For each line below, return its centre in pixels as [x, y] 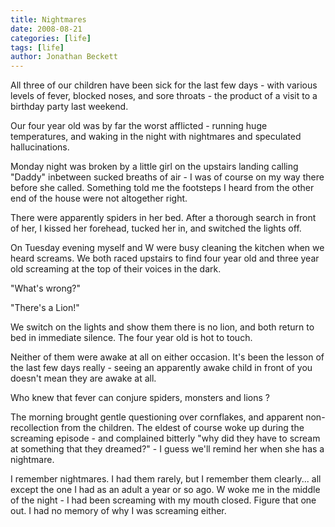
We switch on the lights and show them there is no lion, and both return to [162, 327]
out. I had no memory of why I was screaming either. [118, 511]
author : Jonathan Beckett [64, 57]
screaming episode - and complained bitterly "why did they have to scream [165, 438]
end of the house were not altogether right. [99, 198]
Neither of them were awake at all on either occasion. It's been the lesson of [167, 357]
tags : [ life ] [37, 47]
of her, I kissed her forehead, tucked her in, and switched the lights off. [156, 228]
